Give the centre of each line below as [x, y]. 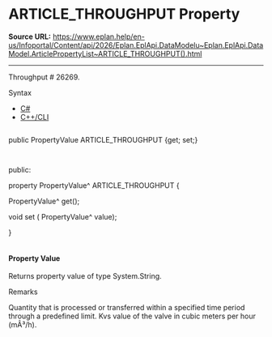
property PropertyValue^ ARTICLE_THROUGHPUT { [94, 185]
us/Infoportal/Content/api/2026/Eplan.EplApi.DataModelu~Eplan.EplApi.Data [136, 45]
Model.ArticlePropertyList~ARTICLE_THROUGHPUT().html [105, 53]
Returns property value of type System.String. [85, 276]
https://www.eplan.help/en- [99, 36]
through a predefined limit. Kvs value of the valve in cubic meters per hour [132, 316]
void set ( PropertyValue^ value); [63, 216]
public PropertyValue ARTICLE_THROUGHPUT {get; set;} [103, 139]
